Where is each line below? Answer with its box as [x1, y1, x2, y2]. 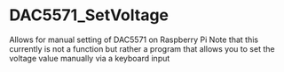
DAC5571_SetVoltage [9, 5, 170, 25]
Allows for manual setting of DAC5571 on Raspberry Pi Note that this [9, 34, 259, 45]
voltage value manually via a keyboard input [9, 53, 170, 63]
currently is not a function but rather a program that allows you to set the [9, 43, 275, 54]
